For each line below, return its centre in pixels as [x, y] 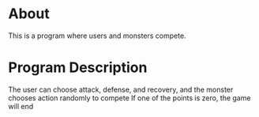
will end [21, 106]
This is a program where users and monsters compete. [98, 36]
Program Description [78, 68]
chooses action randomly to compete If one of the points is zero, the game [129, 98]
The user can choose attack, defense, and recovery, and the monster [121, 89]
